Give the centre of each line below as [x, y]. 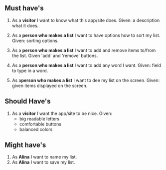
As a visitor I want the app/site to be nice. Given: [62, 113]
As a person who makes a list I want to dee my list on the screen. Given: [86, 80]
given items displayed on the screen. [50, 85]
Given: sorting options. [35, 40]
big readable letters [39, 118]
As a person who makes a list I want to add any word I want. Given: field [86, 65]
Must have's [24, 8]
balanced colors [36, 129]
